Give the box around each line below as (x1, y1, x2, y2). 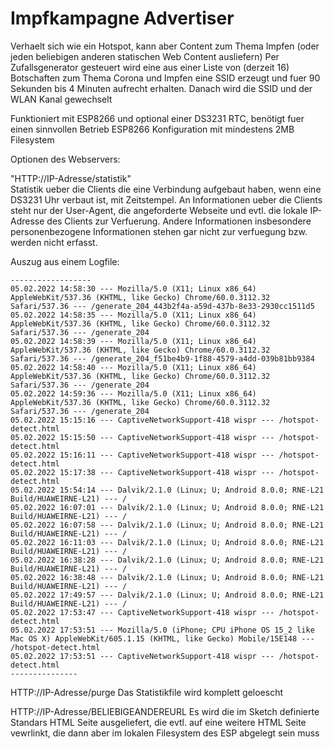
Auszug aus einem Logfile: (10, 255, 120, 267)
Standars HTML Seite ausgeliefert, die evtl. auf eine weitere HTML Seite (10, 716, 307, 728)
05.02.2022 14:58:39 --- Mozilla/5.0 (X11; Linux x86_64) (10, 336, 257, 346)
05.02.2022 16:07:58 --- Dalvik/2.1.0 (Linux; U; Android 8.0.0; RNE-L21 (10, 520, 325, 530)
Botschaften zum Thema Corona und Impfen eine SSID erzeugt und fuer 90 (10, 72, 321, 84)
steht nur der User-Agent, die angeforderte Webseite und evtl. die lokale (10, 204, 308, 216)
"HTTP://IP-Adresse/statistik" (10, 172, 132, 184)
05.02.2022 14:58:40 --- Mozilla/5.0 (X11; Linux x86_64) (10, 362, 257, 372)
